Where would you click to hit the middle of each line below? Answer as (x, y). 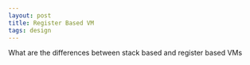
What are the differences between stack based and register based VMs (125, 53)
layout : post (30, 15)
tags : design (30, 30)
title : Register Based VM (51, 23)
